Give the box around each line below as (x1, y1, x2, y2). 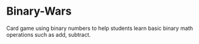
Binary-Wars (6, 4, 72, 18)
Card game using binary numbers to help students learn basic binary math (6, 24, 194, 32)
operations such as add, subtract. (6, 31, 91, 38)
